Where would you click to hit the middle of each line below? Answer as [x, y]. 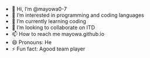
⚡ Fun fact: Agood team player [48, 49]
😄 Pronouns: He [31, 42]
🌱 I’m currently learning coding [49, 21]
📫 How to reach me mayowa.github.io [58, 34]
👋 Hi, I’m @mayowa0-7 [39, 9]
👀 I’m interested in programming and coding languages [78, 15]
